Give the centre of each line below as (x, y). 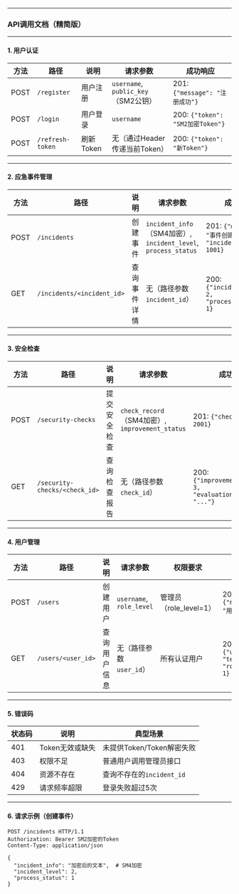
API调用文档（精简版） (46, 24)
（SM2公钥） (134, 100)
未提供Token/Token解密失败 (149, 748)
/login (48, 119)
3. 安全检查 (24, 349)
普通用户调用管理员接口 (142, 761)
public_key (130, 91)
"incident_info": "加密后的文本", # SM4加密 (78, 866)
